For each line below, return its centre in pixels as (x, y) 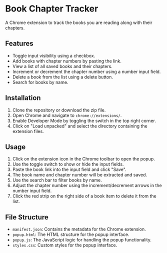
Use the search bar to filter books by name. (57, 180)
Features (19, 44)
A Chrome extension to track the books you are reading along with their (79, 22)
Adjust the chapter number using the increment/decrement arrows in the (87, 185)
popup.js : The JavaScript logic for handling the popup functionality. (82, 240)
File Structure (27, 217)
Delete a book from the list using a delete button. (63, 77)
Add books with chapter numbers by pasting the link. (67, 61)
